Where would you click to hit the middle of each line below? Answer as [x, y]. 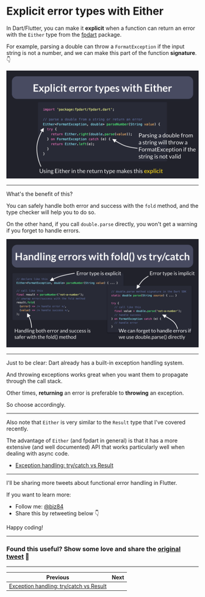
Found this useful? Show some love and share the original [94, 549]
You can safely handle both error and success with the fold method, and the [103, 206]
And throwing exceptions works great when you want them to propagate [97, 374]
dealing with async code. [38, 453]
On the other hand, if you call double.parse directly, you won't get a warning [102, 224]
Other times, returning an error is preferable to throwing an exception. [95, 393]
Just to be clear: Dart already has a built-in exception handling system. [95, 363]
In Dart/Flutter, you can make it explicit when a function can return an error [101, 28]
